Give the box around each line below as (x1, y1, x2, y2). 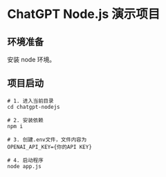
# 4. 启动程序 (7, 156, 44, 164)
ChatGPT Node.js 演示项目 (7, 6, 160, 22)
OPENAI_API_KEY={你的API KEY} (7, 143, 92, 150)
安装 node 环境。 (7, 56, 56, 63)
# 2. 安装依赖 (7, 116, 44, 124)
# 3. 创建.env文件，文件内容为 (7, 136, 87, 143)
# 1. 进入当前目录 (7, 97, 54, 104)
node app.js (7, 163, 41, 169)
